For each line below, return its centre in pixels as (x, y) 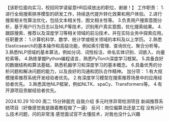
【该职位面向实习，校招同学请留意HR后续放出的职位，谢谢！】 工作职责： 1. (85, 7)
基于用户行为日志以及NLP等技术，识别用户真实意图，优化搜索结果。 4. (88, 27)
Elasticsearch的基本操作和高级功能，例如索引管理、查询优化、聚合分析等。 (84, 46)
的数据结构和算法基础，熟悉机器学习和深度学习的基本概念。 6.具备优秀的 (81, 65)
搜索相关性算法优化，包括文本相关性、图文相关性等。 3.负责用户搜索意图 (81, 20)
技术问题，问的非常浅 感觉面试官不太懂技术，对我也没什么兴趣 (75, 114)
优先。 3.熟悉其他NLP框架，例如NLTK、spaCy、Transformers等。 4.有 (88, 84)
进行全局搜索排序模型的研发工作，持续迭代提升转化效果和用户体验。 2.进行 (84, 14)
